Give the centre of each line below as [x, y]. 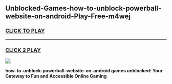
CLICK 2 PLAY [23, 50]
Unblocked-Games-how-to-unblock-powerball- [83, 8]
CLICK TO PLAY [25, 31]
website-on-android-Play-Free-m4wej [68, 17]
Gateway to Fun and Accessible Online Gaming [56, 76]
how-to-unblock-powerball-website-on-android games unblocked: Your [84, 70]
